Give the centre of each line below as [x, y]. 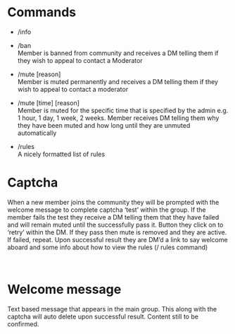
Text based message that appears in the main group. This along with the [112, 309]
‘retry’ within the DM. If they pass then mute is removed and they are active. [117, 232]
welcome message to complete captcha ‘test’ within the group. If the [107, 210]
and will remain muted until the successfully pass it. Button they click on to [115, 225]
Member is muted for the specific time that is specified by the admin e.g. [123, 110]
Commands [42, 12]
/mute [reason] [39, 74]
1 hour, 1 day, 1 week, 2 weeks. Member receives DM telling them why [118, 118]
